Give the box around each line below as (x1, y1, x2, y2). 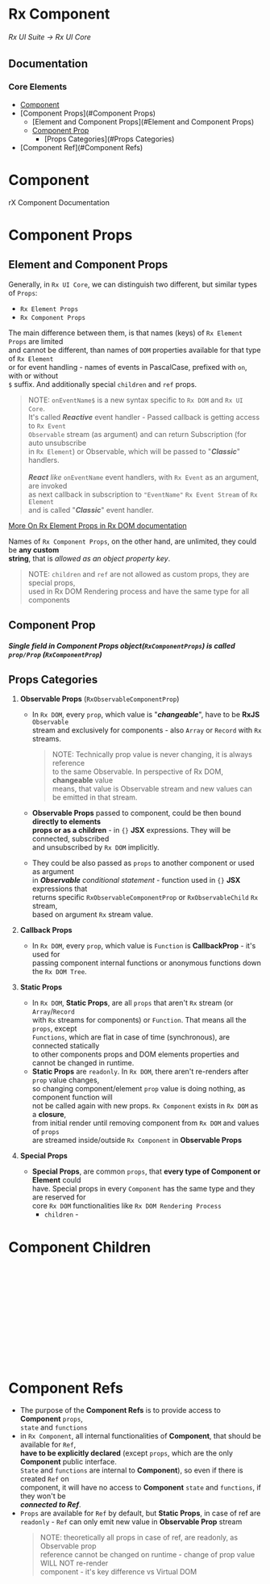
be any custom (8, 544, 60, 554)
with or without (8, 371, 59, 380)
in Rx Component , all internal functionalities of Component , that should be (19, 1431, 262, 1441)
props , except (31, 1023, 77, 1034)
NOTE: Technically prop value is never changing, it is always (52, 750, 252, 759)
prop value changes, (31, 1075, 100, 1085)
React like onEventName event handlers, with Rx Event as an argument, (27, 472, 260, 481)
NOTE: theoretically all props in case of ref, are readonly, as (39, 1532, 239, 1543)
